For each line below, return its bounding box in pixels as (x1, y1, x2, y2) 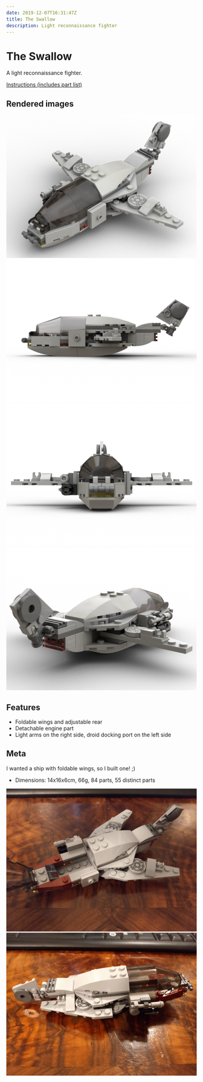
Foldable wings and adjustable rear (14, 718, 103, 726)
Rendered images (6, 99, 74, 109)
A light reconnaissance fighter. (6, 70, 83, 77)
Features (6, 702, 40, 712)
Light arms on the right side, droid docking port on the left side (14, 731, 172, 738)
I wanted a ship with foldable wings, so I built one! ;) (6, 764, 136, 772)
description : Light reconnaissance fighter (6, 22, 118, 28)
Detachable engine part (14, 724, 74, 732)
